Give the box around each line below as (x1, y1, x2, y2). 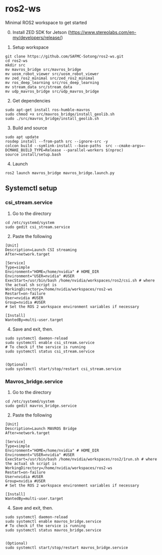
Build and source (12, 124, 47, 130)
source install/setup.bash (5, 152, 61, 157)
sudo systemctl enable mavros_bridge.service (5, 518, 101, 524)
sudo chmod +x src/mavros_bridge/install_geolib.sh (5, 111, 115, 116)
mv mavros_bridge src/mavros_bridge (5, 67, 81, 72)
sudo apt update (5, 134, 39, 139)
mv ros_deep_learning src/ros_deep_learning (5, 80, 99, 85)
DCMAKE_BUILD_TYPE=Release (5, 147, 61, 152)
